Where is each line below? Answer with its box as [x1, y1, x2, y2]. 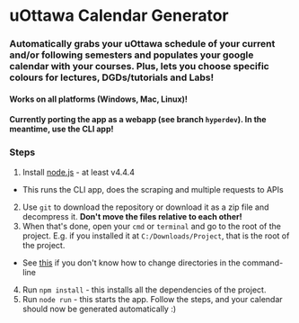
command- [242, 257, 284, 268]
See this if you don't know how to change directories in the [22, 257, 241, 268]
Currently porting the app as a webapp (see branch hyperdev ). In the [9, 114, 267, 125]
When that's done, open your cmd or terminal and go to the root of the [22, 220, 281, 231]
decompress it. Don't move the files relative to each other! [22, 211, 242, 221]
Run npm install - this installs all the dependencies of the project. [22, 284, 267, 295]
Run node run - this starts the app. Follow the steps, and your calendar [22, 293, 283, 304]
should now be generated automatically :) [22, 303, 177, 314]
